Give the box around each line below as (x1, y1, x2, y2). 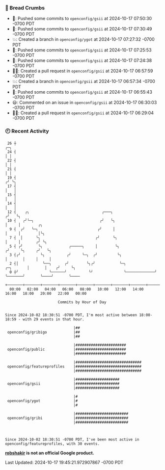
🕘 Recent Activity (5, 128, 49, 134)
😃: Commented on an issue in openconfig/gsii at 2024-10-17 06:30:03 (12, 100, 157, 105)
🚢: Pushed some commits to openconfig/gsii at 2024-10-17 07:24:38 (12, 57, 152, 63)
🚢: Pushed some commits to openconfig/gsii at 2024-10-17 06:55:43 (12, 89, 152, 95)
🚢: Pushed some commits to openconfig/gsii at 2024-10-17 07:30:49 (12, 26, 152, 32)
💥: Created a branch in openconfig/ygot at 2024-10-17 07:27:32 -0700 (12, 36, 155, 42)
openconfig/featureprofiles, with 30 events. (5, 441, 100, 446)
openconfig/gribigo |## (7, 330, 80, 335)
